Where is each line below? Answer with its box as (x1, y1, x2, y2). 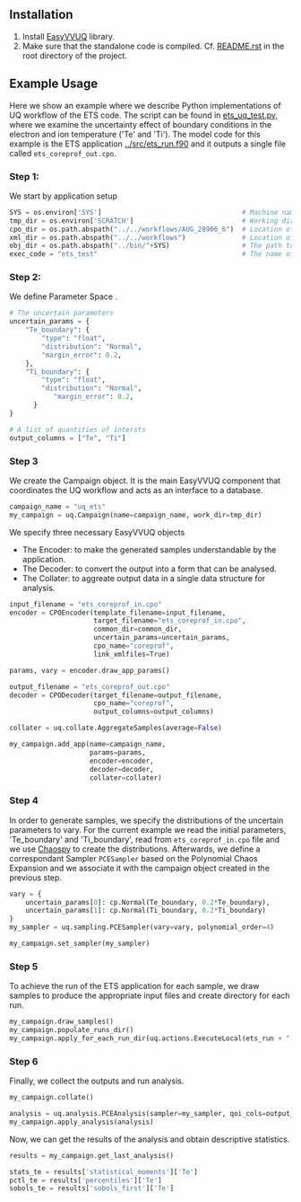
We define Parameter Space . (9, 291, 118, 302)
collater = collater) (89, 773, 163, 782)
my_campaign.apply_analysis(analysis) (9, 1118, 154, 1127)
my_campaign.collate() (9, 1093, 94, 1102)
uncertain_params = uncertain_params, (93, 633, 230, 642)
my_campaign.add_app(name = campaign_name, (9, 740, 167, 749)
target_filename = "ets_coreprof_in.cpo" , (93, 616, 246, 625)
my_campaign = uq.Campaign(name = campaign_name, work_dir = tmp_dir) (9, 510, 262, 519)
